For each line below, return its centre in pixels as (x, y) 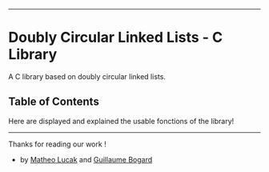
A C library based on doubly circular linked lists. (87, 76)
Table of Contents (54, 102)
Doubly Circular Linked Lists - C (115, 38)
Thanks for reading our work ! (57, 144)
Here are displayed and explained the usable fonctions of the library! (121, 121)
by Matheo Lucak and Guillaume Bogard (86, 159)
